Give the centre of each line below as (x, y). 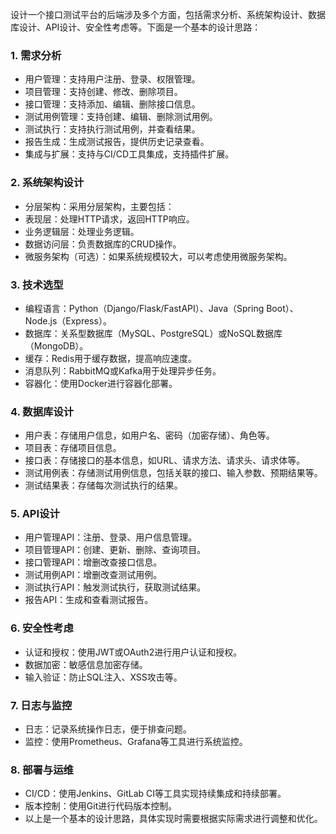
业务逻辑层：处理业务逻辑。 (82, 231)
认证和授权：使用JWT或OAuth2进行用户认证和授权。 (133, 652)
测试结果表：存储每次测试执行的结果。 (103, 485)
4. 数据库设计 (42, 411)
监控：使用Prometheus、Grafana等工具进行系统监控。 (136, 742)
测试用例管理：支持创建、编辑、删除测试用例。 (121, 117)
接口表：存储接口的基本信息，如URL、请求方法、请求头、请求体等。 (165, 460)
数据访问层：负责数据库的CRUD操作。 (103, 244)
